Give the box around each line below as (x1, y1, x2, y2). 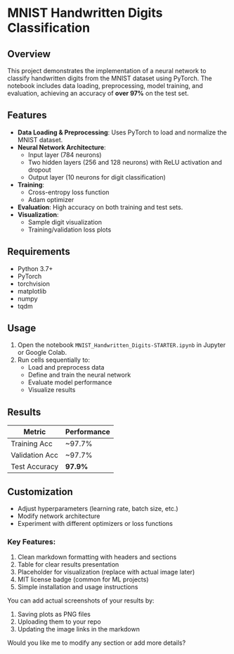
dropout (27, 165, 51, 174)
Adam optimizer (27, 195, 74, 203)
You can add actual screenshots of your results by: (7, 596, 155, 605)
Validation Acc (11, 451, 58, 460)
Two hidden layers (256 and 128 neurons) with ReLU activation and (27, 158, 223, 166)
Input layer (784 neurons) (27, 150, 102, 159)
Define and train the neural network (27, 371, 131, 379)
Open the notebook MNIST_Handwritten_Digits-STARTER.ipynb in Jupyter (17, 341, 226, 349)
